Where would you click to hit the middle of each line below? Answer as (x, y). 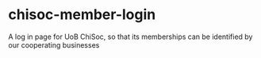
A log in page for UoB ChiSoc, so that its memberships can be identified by (130, 37)
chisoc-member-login (82, 15)
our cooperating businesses (54, 44)
